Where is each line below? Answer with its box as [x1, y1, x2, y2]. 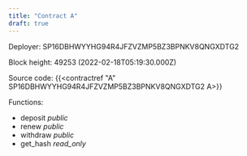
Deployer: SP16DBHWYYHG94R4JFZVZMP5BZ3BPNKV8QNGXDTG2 [8, 41, 240, 51]
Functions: [8, 97, 44, 107]
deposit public [19, 112, 69, 122]
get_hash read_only [19, 138, 87, 148]
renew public [19, 121, 64, 131]
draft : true [8, 19, 49, 27]
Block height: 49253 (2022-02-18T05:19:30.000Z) [8, 57, 177, 67]
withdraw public [19, 130, 75, 140]
